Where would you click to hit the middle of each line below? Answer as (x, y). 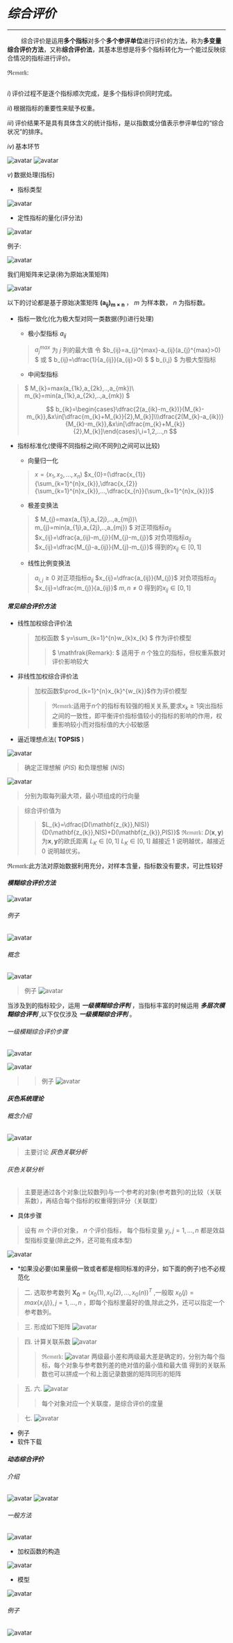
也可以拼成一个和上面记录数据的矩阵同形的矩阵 (114, 1374)
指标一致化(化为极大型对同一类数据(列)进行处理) (86, 318)
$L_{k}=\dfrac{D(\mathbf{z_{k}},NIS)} (95, 824)
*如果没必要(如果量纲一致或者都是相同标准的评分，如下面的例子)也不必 (118, 1269)
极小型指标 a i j (47, 334)
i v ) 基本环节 (24, 146)
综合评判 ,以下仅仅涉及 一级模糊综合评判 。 (74, 1014)
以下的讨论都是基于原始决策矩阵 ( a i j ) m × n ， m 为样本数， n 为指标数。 (108, 303)
